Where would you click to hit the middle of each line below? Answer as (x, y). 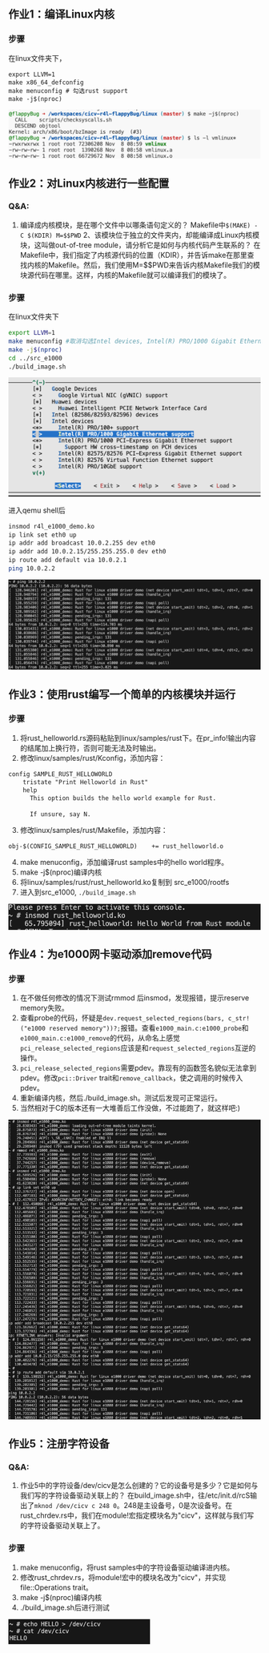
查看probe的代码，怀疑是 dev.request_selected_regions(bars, (122, 1018)
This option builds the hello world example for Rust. (123, 798)
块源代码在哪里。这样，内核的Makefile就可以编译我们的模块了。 (125, 275)
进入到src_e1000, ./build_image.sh (78, 892)
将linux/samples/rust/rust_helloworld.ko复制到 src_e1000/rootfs (124, 882)
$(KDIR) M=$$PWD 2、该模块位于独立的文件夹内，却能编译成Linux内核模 (144, 235)
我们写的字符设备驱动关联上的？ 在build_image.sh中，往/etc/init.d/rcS (135, 1495)
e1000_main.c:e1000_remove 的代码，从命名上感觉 (100, 1038)
